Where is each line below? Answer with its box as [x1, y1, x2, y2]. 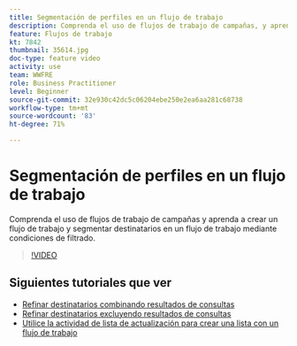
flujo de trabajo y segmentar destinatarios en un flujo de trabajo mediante [9, 223, 278, 234]
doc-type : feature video [9, 54, 101, 63]
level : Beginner [9, 87, 69, 96]
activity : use [9, 63, 62, 72]
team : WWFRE [9, 71, 53, 80]
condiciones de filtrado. [9, 232, 95, 243]
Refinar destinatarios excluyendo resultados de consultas [21, 308, 232, 319]
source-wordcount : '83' [9, 111, 97, 120]
